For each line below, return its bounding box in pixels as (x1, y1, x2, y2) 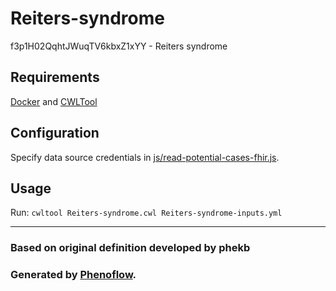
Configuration (10, 125, 100, 142)
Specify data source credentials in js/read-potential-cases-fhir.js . (10, 151, 280, 163)
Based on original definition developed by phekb (10, 241, 251, 255)
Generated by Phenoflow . (10, 268, 137, 282)
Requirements (10, 69, 100, 86)
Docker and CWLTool (10, 95, 98, 107)
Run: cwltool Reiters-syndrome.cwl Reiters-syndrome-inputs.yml (10, 207, 283, 219)
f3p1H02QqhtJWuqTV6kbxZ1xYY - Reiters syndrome (10, 40, 228, 52)
